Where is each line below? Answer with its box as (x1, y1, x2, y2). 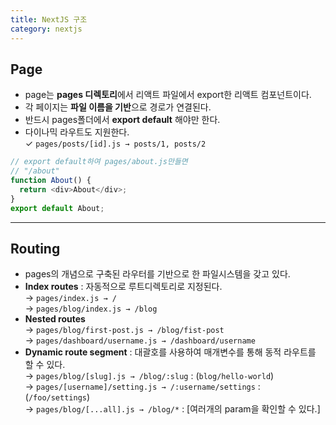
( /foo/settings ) (24, 391, 91, 403)
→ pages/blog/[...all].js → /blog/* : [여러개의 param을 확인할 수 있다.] (24, 403, 321, 415)
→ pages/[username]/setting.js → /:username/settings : (24, 381, 261, 393)
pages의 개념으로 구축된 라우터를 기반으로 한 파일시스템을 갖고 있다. (24, 268, 291, 280)
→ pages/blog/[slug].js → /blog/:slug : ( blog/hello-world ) (24, 370, 275, 382)
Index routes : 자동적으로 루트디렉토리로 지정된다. (24, 281, 223, 293)
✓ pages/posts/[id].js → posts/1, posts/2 (24, 137, 207, 150)
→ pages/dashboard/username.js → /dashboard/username (24, 334, 256, 346)
